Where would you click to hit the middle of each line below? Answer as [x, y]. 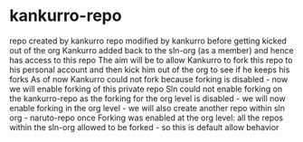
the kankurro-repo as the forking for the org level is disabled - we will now [148, 98]
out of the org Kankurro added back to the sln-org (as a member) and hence [151, 50]
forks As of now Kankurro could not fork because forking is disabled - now [149, 79]
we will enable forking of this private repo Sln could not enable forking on [146, 89]
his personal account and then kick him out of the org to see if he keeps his [150, 70]
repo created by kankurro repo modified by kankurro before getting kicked [148, 41]
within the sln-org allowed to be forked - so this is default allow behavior [144, 127]
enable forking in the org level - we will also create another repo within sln [147, 108]
